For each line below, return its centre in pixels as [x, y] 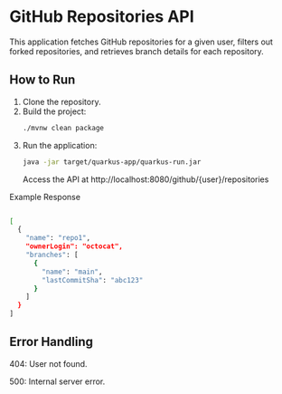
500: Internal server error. [57, 381]
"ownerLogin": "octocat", [75, 246]
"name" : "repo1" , [58, 238]
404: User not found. [48, 363]
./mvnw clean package [63, 128]
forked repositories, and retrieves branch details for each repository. [136, 51]
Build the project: [54, 111]
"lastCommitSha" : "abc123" [93, 280]
